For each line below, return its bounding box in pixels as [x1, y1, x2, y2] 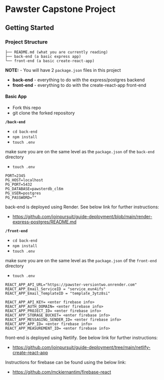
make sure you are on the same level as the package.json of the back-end [5, 149, 155, 155]
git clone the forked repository [12, 110, 75, 116]
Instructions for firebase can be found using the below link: [5, 360, 127, 366]
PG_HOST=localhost [5, 178, 43, 183]
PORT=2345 [5, 173, 26, 178]
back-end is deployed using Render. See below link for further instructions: [5, 204, 160, 210]
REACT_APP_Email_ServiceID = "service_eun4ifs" [5, 287, 106, 292]
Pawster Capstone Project [5, 3, 116, 15]
